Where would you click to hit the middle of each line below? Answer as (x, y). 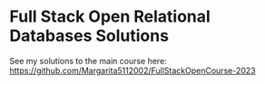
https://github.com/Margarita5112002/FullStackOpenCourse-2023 (132, 71)
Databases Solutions (89, 36)
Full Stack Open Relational (110, 17)
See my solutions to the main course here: (88, 61)
